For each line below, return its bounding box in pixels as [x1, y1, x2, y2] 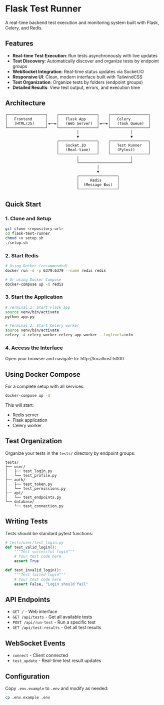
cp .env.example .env [5, 695, 50, 700]
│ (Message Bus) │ [76, 182, 120, 187]
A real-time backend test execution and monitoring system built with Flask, [5, 19, 159, 25]
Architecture [5, 99, 46, 107]
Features [5, 39, 33, 48]
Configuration [5, 672, 50, 681]
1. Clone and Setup [5, 215, 51, 222]
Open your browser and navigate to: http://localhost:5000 [5, 356, 124, 362]
